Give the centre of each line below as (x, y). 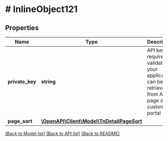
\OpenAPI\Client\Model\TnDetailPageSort (91, 121)
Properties (22, 28)
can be (155, 82)
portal (154, 113)
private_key (22, 82)
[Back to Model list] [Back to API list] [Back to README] (62, 133)
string (48, 82)
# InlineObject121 (41, 9)
